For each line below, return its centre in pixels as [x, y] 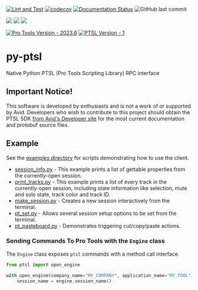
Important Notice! [39, 92]
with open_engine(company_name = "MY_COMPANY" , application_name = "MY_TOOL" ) [100, 275]
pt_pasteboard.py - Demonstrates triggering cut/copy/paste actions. [98, 225]
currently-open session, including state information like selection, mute [101, 188]
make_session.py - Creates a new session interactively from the [92, 201]
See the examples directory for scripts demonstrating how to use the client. [98, 157]
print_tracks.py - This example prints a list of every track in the [90, 182]
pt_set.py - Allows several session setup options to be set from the [95, 213]
